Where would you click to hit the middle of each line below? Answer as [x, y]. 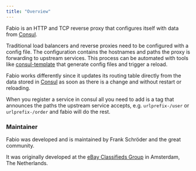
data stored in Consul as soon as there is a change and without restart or [94, 82]
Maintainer [22, 127]
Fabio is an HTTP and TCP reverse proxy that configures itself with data [92, 28]
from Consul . [22, 34]
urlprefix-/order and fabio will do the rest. [58, 111]
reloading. [18, 88]
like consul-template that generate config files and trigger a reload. [87, 64]
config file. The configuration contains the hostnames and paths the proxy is [98, 52]
